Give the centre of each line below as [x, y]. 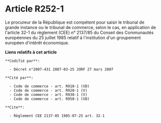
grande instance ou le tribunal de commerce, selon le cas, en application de [80, 27]
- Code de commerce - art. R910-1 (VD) [50, 86]
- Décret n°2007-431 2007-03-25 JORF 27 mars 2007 [61, 69]
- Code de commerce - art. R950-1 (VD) [50, 99]
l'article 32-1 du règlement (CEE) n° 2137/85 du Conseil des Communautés [79, 32]
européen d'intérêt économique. [37, 42]
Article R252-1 [35, 9]
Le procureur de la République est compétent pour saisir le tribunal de [75, 22]
